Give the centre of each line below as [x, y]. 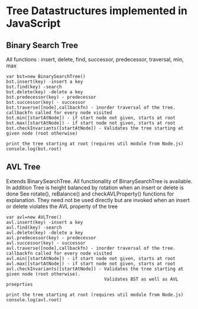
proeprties [20, 284]
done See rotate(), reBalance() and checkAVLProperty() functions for [90, 194]
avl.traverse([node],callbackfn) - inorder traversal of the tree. [91, 248]
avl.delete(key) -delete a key [45, 232]
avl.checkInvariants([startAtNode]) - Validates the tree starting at [95, 269]
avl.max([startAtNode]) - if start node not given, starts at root [91, 264]
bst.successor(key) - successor [46, 102]
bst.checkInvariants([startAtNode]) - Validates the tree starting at [95, 128]
